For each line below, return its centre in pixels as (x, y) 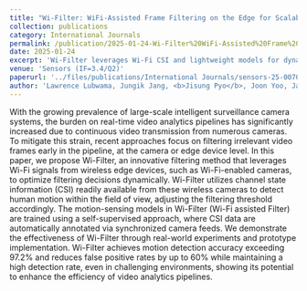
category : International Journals (75, 35)
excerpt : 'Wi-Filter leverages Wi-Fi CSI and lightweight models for (145, 60)
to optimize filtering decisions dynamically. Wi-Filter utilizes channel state (148, 180)
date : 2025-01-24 (42, 52)
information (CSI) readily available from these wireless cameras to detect (147, 189)
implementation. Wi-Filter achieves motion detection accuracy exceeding (147, 247)
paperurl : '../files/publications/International (104, 78)
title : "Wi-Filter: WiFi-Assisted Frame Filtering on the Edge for (141, 18)
